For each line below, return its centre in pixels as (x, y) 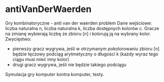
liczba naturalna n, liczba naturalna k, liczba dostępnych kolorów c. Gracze (82, 28)
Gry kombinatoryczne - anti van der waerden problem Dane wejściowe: (79, 23)
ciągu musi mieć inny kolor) (41, 59)
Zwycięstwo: (18, 39)
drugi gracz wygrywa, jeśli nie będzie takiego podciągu (69, 64)
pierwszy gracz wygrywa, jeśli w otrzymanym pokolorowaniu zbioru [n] (86, 48)
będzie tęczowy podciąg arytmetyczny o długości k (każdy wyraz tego (85, 54)
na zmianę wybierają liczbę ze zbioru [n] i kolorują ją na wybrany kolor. (78, 33)
